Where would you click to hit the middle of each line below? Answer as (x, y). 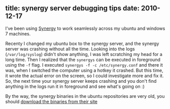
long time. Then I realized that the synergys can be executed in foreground (83, 60)
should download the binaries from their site (52, 101)
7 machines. (18, 34)
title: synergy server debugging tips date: (73, 8)
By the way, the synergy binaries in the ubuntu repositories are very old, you (85, 96)
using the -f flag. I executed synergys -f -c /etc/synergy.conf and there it (84, 65)
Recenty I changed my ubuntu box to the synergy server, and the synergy (82, 43)
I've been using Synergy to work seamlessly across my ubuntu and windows (85, 28)
